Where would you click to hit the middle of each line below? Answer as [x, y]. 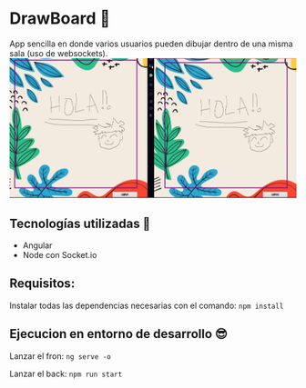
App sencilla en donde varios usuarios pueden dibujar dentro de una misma [151, 44]
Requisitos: [42, 284]
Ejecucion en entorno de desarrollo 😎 [118, 334]
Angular [37, 245]
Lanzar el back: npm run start [66, 373]
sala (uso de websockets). [59, 53]
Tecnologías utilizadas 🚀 [80, 223]
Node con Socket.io [60, 255]
